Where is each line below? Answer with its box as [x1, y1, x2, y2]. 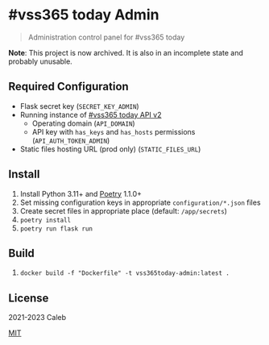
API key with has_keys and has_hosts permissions [31, 127, 196, 136]
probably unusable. [8, 56, 72, 66]
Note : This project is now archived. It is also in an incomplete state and [8, 48, 244, 57]
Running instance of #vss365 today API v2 [19, 110, 162, 119]
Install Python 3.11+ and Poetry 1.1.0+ [19, 189, 143, 198]
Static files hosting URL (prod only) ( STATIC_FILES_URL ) [19, 143, 201, 154]
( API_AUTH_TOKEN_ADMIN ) [31, 135, 110, 145]
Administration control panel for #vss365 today [27, 32, 185, 42]
